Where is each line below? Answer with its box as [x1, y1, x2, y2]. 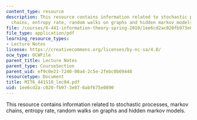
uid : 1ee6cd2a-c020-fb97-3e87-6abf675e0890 [6, 85, 114, 91]
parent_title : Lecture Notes [6, 57, 77, 63]
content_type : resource [6, 8, 64, 15]
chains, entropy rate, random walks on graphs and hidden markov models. [6, 107, 186, 114]
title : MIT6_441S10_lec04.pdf [6, 80, 80, 85]
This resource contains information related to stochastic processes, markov [6, 101, 189, 108]
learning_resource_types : [6, 36, 69, 42]
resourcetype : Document [6, 74, 64, 80]
